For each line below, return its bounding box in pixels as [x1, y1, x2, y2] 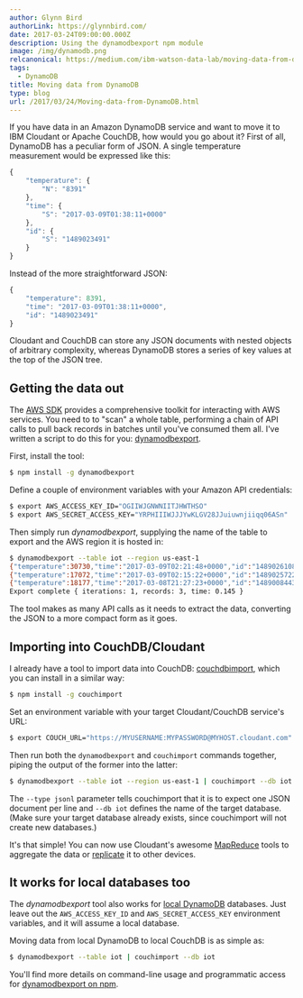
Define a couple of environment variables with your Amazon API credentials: [9, 484, 293, 496]
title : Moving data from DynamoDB [9, 80, 140, 89]
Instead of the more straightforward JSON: [9, 268, 169, 279]
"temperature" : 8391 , [25, 294, 106, 303]
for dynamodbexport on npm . [9, 979, 119, 990]
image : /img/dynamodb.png [9, 47, 106, 56]
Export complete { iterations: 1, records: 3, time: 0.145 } [9, 587, 244, 596]
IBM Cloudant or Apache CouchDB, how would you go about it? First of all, [9, 132, 287, 142]
